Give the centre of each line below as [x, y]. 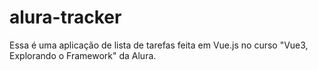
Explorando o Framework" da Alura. [83, 55]
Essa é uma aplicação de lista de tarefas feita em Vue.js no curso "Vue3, [159, 45]
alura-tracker [65, 17]
